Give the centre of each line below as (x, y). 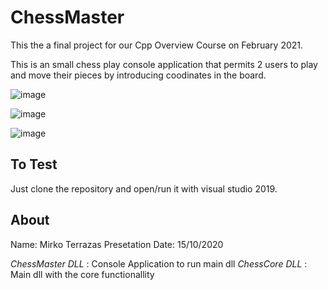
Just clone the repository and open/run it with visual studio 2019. (144, 188)
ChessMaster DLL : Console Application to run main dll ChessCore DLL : (159, 263)
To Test (34, 164)
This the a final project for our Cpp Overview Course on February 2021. (157, 45)
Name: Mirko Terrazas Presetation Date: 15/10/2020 (117, 244)
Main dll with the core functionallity (82, 274)
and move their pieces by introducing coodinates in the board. (138, 75)
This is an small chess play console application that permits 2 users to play (164, 64)
